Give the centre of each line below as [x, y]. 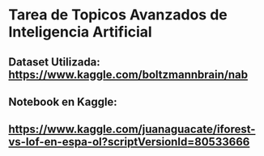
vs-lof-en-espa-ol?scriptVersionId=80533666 [129, 142]
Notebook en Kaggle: [63, 101]
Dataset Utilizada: [55, 62]
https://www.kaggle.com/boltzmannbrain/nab [128, 74]
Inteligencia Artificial [80, 32]
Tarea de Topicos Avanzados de [118, 15]
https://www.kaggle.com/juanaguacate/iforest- [132, 130]
